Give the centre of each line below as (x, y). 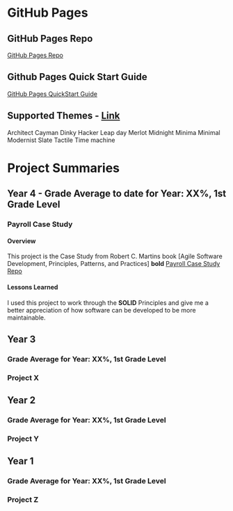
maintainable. (26, 317)
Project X (23, 377)
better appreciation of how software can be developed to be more (102, 310)
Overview (22, 241)
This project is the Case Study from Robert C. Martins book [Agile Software (115, 256)
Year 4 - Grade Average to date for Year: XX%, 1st (117, 194)
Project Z (23, 500)
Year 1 (21, 461)
